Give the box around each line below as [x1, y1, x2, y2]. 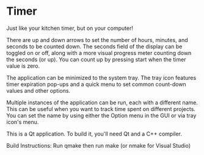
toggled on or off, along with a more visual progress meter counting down [6, 49, 192, 56]
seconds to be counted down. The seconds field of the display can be [6, 43, 183, 50]
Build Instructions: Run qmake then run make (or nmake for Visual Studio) [6, 142, 191, 149]
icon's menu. [6, 118, 39, 126]
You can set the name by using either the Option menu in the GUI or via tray [6, 112, 197, 119]
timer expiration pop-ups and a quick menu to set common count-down [6, 81, 186, 88]
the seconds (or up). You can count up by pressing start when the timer [6, 56, 186, 63]
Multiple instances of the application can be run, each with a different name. [6, 99, 199, 106]
